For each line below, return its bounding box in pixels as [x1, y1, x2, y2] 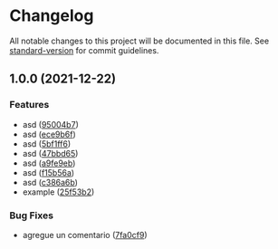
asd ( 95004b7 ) [22, 119, 79, 129]
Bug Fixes [9, 209, 54, 222]
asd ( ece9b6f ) [22, 129, 77, 139]
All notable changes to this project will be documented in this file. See [9, 35, 270, 46]
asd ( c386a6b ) [22, 177, 79, 187]
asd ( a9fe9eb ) [22, 158, 76, 168]
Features [9, 99, 50, 111]
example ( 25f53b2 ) [22, 187, 95, 197]
